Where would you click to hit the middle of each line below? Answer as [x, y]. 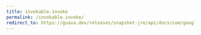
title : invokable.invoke [37, 12]
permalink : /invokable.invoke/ [45, 17]
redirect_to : [22, 23]
